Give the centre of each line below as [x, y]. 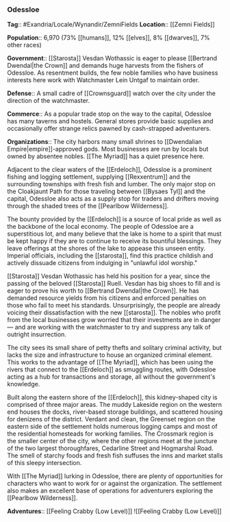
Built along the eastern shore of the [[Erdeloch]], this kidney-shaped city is [112, 397]
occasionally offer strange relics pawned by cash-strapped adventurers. [109, 129]
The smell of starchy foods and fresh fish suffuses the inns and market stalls [115, 456]
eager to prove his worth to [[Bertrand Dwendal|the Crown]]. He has [103, 291]
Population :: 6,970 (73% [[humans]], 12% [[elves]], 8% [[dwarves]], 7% [108, 38]
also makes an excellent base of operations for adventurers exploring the [110, 490]
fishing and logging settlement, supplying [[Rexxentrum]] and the [99, 177]
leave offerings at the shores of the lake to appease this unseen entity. [106, 249]
